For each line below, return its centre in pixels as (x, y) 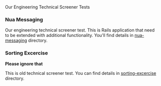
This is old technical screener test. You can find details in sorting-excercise (81, 73)
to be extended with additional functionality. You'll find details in (69, 35)
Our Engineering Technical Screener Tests (48, 7)
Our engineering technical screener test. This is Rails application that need (80, 30)
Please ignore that (24, 64)
